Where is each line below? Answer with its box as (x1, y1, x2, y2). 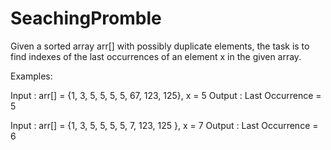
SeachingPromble (10, 7, 162, 30)
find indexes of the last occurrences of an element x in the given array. (10, 50, 302, 62)
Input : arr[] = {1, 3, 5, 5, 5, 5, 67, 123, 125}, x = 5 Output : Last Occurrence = (10, 89, 322, 101)
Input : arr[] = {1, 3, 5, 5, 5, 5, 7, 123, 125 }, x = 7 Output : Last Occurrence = (10, 119, 319, 131)
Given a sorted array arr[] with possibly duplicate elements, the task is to (10, 40, 310, 52)
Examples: (10, 70, 53, 82)
